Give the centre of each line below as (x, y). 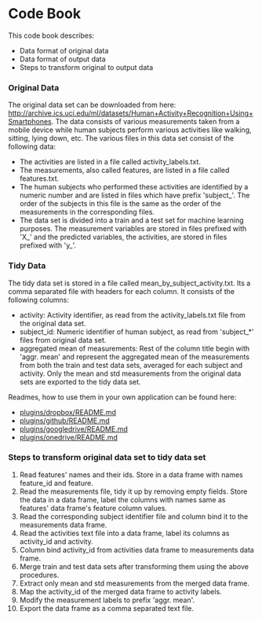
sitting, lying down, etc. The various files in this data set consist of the (121, 138)
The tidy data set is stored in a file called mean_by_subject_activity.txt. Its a (129, 283)
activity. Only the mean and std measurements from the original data (130, 373)
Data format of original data (64, 50)
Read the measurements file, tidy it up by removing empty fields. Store (133, 491)
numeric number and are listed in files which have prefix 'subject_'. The (135, 195)
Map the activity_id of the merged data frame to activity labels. (120, 591)
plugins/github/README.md (64, 421)
